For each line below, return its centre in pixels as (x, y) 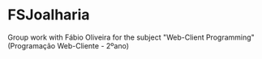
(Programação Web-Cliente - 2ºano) (69, 45)
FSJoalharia (49, 15)
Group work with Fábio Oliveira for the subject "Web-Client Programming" (131, 37)
